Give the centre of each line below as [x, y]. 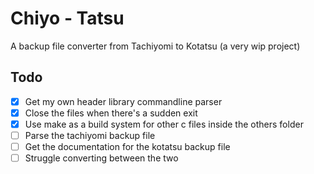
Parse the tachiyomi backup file [90, 135]
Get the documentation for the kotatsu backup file [127, 146]
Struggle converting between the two [101, 158]
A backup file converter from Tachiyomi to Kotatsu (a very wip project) [155, 46]
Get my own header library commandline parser [123, 101]
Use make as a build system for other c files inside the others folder [164, 124]
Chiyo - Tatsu [67, 18]
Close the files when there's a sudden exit [111, 113]
